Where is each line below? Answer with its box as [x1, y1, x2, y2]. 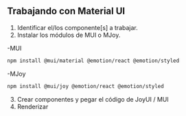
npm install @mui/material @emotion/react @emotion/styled [7, 57, 180, 64]
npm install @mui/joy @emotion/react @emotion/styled [7, 83, 165, 89]
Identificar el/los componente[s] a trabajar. [16, 23, 139, 31]
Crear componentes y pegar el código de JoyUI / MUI [16, 95, 170, 103]
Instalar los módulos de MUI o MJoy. [16, 31, 121, 39]
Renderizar [16, 102, 49, 111]
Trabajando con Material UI [7, 5, 126, 17]
